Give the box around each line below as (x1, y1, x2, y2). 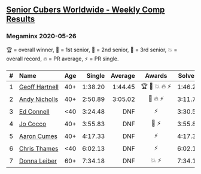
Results (6, 14, 35, 25)
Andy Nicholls (19, 95, 59, 103)
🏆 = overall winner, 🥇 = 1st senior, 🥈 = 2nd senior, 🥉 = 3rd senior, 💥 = (6, 46, 178, 53)
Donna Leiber (19, 157, 57, 165)
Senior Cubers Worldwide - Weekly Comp (6, 5, 165, 15)
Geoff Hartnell (19, 83, 59, 91)
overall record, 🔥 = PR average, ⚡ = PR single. (6, 55, 119, 62)
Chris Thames (19, 145, 59, 153)
